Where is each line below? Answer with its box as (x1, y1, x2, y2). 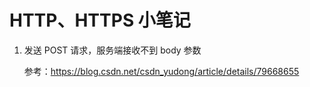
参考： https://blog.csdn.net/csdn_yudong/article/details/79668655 (23, 65, 300, 77)
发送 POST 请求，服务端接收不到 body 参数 (23, 44, 202, 56)
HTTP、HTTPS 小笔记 (9, 9, 191, 32)
